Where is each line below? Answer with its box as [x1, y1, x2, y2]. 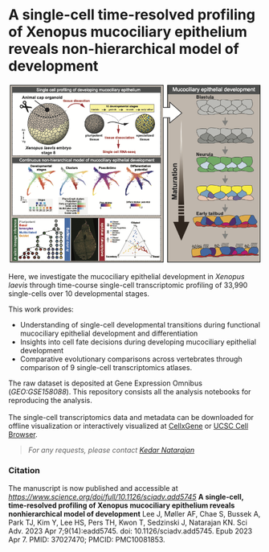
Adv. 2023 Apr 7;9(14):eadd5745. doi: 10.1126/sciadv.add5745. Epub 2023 [8, 525, 253, 536]
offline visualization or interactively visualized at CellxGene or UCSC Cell [8, 421, 249, 430]
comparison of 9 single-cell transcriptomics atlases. [19, 362, 193, 372]
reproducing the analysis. [8, 395, 92, 405]
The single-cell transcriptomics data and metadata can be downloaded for [8, 412, 255, 422]
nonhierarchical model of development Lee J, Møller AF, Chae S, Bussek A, [8, 509, 261, 518]
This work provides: [8, 304, 74, 314]
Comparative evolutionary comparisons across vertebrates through [19, 354, 243, 364]
